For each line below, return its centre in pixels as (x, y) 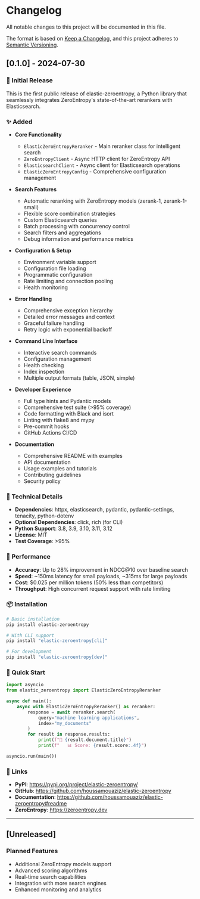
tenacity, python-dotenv (44, 516)
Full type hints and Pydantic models (67, 401)
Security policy (42, 481)
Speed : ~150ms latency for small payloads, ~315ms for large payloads (101, 576)
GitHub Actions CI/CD (50, 432)
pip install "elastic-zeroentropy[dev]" (57, 657)
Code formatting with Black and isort (69, 413)
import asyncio (25, 685)
